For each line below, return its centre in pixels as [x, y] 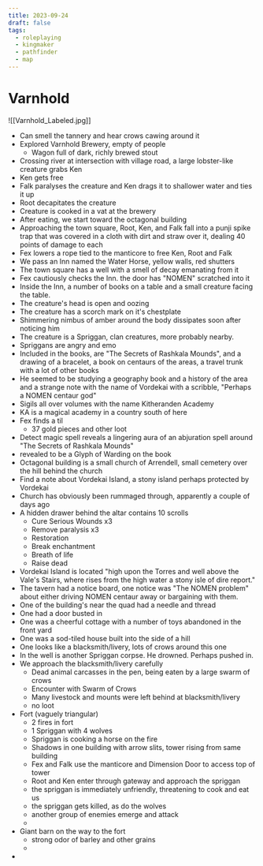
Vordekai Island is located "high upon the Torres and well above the [129, 571]
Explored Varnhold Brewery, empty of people [93, 144]
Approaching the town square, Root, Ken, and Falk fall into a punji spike [135, 228]
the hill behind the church [61, 471]
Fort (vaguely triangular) [59, 714]
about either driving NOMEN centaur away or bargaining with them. [129, 596]
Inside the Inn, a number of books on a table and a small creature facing [136, 286]
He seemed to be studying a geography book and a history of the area [133, 379]
